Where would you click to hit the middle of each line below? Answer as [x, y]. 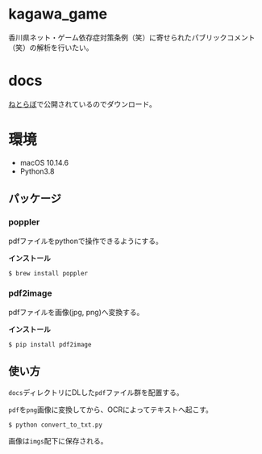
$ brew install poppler [48, 273]
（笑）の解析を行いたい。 [51, 47]
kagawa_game [58, 14]
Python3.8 [37, 171]
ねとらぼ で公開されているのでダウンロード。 [83, 104]
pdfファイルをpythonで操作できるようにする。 [86, 241]
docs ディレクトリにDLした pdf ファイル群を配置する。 [96, 392]
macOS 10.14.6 [44, 162]
